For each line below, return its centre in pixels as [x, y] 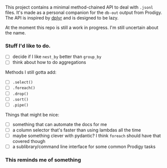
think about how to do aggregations [49, 62]
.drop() [20, 94]
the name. [16, 33]
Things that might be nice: [32, 114]
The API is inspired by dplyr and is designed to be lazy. [62, 18]
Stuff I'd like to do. [28, 45]
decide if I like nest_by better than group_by [57, 56]
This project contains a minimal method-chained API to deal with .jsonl [79, 7]
